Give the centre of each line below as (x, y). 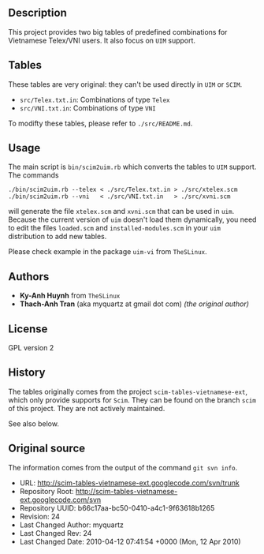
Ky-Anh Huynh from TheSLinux (70, 296)
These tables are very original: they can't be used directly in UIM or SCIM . (125, 84)
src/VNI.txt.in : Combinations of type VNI (87, 108)
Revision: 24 (40, 516)
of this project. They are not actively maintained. (87, 408)
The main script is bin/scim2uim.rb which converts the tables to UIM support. (132, 167)
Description (37, 13)
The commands (33, 175)
